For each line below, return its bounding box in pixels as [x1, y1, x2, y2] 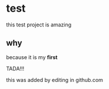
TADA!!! [6, 65, 25, 72]
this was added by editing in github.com [6, 76, 103, 83]
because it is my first [6, 53, 58, 60]
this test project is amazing [6, 21, 72, 28]
